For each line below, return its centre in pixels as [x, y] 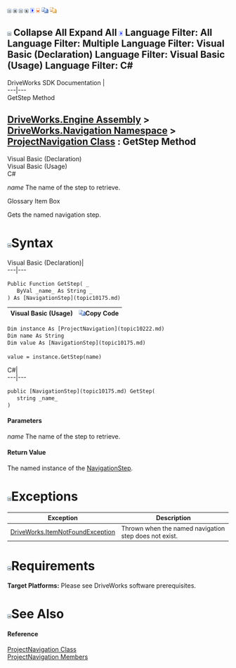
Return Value [27, 453]
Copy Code [102, 313]
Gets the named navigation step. [54, 215]
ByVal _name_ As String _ [54, 291]
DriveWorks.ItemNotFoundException [63, 532]
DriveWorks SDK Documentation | [56, 82]
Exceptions [45, 497]
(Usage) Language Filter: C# [70, 66]
